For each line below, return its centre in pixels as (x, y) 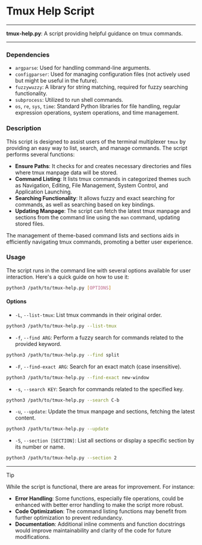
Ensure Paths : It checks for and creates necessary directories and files (103, 166)
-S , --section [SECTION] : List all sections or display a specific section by (104, 441)
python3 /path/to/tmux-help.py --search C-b (63, 400)
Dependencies (28, 54)
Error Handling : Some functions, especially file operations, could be (99, 499)
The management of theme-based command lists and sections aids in (93, 235)
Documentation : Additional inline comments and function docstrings (100, 524)
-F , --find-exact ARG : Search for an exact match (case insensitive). (98, 367)
